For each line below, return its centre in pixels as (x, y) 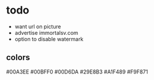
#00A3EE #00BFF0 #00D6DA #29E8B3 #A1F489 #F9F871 (77, 72)
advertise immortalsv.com (46, 32)
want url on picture (38, 26)
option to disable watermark (49, 39)
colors (18, 57)
